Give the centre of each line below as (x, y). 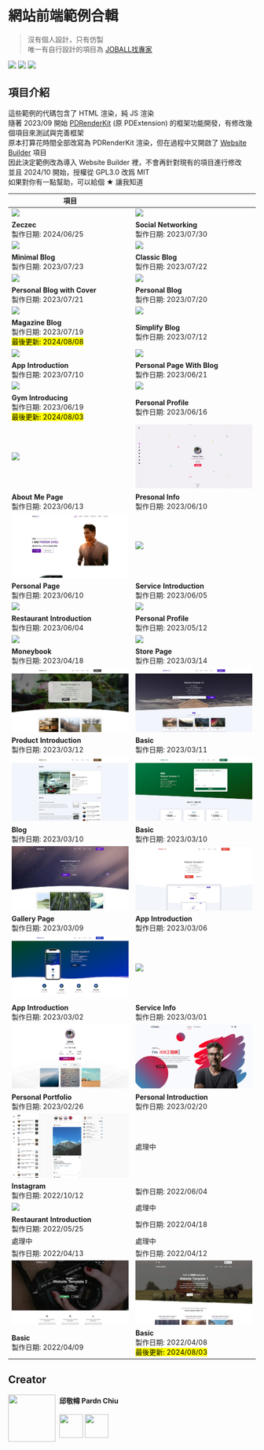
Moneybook (32, 651)
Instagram (29, 1186)
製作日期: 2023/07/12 (172, 337)
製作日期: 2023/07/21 (48, 299)
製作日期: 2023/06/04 (48, 628)
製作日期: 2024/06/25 (48, 234)
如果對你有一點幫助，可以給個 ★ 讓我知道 (76, 182)
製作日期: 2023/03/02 (48, 1017)
